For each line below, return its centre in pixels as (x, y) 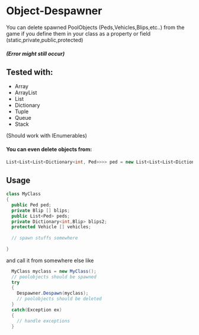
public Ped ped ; (31, 205)
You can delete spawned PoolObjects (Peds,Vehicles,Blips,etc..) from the (95, 27)
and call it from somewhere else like (50, 260)
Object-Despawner (54, 11)
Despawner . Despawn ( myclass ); (53, 293)
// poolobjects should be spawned (54, 277)
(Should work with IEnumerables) (47, 136)
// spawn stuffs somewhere (45, 238)
